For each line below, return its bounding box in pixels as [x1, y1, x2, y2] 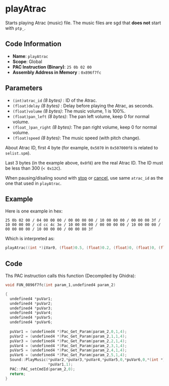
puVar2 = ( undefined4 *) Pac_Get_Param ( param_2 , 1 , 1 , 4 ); [10, 334, 127, 339]
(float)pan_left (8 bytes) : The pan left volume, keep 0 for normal [12, 113, 150, 119]
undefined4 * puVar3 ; [10, 306, 53, 311]
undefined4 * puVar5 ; [10, 315, 53, 320]
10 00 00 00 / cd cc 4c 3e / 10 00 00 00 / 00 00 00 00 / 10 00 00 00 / [5, 223, 161, 228]
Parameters [5, 84, 43, 92]
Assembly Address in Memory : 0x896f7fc [12, 69, 102, 75]
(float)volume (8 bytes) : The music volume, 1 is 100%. [12, 108, 126, 114]
